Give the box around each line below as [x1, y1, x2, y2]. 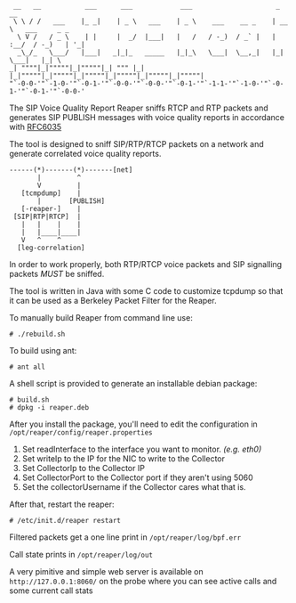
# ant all [9, 363, 46, 371]
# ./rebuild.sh [9, 330, 66, 338]
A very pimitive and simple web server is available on [9, 566, 204, 576]
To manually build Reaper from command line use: [9, 313, 193, 322]
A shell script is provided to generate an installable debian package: [9, 379, 258, 388]
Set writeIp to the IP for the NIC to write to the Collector [21, 453, 225, 464]
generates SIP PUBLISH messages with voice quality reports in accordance [9, 112, 284, 122]
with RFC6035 [9, 122, 62, 132]
